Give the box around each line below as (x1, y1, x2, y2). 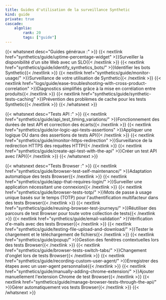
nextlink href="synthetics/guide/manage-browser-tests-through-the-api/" (5, 279, 157, 285)
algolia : (14, 26, 32, 31)
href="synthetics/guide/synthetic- (81, 90, 152, 97)
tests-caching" (5, 96, 36, 102)
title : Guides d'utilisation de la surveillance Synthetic (5, 7, 130, 12)
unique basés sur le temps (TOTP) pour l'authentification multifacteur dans (5, 194, 159, 200)
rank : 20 (23, 30, 41, 35)
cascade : (5, 21, 23, 26)
